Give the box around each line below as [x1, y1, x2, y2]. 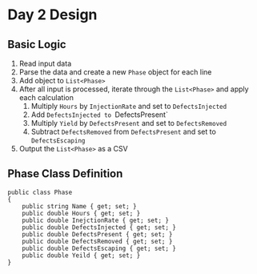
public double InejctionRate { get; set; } [22, 216, 170, 224]
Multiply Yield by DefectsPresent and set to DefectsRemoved [30, 119, 227, 127]
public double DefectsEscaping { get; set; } [22, 244, 177, 252]
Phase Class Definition [7, 167, 123, 181]
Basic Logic [7, 38, 66, 51]
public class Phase [7, 188, 73, 196]
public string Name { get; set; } [22, 202, 137, 210]
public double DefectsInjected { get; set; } [22, 223, 177, 232]
